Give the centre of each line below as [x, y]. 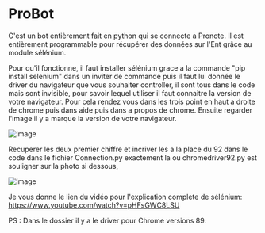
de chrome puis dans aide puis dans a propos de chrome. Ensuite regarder [130, 110]
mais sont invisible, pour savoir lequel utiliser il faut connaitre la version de [130, 93]
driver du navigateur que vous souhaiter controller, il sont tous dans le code [132, 85]
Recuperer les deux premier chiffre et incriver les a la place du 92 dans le [128, 149]
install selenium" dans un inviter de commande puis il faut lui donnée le [124, 76]
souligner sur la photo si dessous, [63, 166]
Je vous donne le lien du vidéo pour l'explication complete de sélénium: [125, 197]
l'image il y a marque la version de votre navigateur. [92, 118]
